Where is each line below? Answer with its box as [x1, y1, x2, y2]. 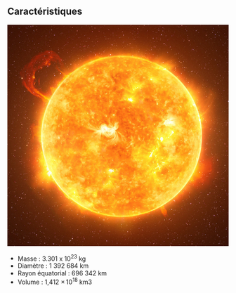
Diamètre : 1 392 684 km [17, 261, 89, 270]
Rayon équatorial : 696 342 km [17, 269, 107, 278]
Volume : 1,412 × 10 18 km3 [17, 277, 93, 287]
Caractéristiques [7, 6, 83, 18]
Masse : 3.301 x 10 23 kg [17, 253, 86, 263]
